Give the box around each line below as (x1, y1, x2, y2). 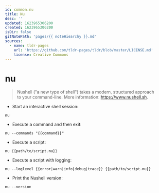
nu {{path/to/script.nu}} (5, 149, 57, 154)
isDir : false (5, 30, 32, 34)
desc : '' (5, 16, 23, 21)
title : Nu (5, 12, 25, 16)
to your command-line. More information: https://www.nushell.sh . (17, 94, 148, 100)
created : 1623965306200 (5, 25, 53, 30)
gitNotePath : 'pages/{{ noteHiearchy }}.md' (5, 34, 97, 39)
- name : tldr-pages (9, 43, 49, 48)
